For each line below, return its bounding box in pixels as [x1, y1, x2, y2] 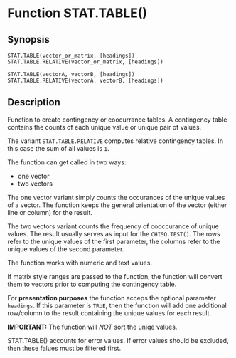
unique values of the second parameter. [7, 244, 124, 253]
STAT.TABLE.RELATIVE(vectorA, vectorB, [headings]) [7, 77, 163, 84]
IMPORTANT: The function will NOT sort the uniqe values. [7, 322, 178, 331]
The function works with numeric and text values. [7, 258, 153, 267]
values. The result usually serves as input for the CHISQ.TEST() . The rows [7, 229, 220, 238]
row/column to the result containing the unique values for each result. [7, 308, 212, 317]
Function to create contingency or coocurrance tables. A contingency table [7, 115, 227, 124]
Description [7, 96, 60, 108]
